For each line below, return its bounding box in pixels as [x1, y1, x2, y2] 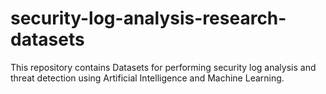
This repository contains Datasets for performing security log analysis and [10, 61, 317, 73]
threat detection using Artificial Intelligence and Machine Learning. [10, 72, 285, 84]
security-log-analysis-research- [10, 7, 287, 30]
